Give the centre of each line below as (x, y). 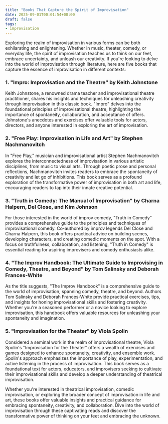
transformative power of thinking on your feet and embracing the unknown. (83, 416)
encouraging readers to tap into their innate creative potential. (69, 187)
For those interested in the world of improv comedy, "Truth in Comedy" (78, 218)
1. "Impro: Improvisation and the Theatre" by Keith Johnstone (81, 82)
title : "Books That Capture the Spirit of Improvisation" (67, 10)
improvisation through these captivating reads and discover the (71, 410)
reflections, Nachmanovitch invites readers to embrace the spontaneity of (81, 172)
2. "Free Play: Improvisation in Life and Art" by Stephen (74, 138)
